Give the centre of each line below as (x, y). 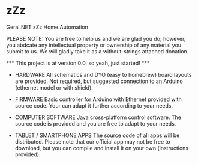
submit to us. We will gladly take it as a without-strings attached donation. (97, 51)
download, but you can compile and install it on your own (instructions (102, 148)
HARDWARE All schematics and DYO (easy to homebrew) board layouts (103, 74)
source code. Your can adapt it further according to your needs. (94, 105)
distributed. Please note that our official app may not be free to (92, 141)
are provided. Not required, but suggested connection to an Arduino (99, 81)
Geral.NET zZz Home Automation (47, 27)
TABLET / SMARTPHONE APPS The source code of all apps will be (97, 135)
